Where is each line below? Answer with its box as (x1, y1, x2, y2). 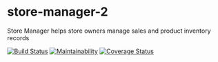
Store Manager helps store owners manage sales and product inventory (7, 27, 212, 35)
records (7, 33, 30, 42)
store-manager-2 (7, 4, 108, 20)
